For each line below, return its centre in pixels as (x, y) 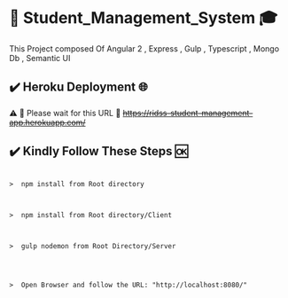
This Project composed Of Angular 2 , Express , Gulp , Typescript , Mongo (144, 48)
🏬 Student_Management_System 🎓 (144, 18)
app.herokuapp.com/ (47, 122)
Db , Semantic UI (40, 58)
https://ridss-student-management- (188, 113)
